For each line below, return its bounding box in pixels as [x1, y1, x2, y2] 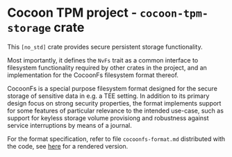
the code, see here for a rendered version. [7, 142, 129, 150]
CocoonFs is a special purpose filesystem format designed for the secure [7, 84, 217, 92]
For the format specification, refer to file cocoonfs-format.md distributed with [7, 134, 226, 143]
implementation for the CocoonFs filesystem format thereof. [7, 71, 179, 79]
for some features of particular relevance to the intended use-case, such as [7, 106, 224, 115]
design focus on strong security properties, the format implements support [7, 99, 222, 107]
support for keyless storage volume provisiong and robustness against [7, 113, 210, 122]
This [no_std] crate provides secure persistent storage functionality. [7, 42, 203, 51]
